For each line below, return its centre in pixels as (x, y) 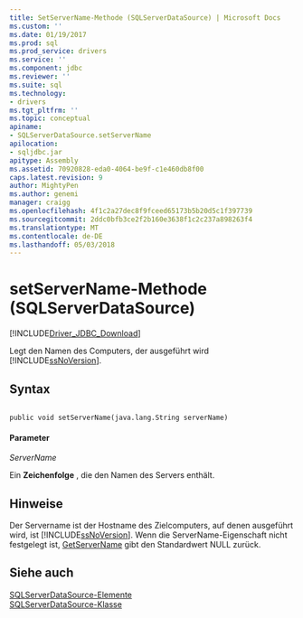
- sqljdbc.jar (36, 152)
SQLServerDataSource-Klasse (66, 604)
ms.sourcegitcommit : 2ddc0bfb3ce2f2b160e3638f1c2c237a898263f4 (131, 219)
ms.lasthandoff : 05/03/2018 (62, 245)
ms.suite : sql (36, 85)
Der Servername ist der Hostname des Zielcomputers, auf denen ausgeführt (151, 526)
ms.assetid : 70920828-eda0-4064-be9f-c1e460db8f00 (107, 169)
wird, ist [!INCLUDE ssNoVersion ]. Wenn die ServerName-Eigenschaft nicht (148, 535)
